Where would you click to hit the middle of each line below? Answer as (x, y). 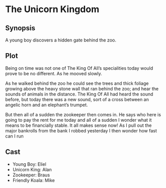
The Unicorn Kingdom (52, 9)
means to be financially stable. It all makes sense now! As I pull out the (79, 125)
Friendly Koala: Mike (34, 180)
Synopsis (20, 28)
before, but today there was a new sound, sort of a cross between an (77, 99)
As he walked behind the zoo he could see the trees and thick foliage (77, 83)
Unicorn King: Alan (32, 169)
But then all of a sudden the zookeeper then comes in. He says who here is (83, 114)
